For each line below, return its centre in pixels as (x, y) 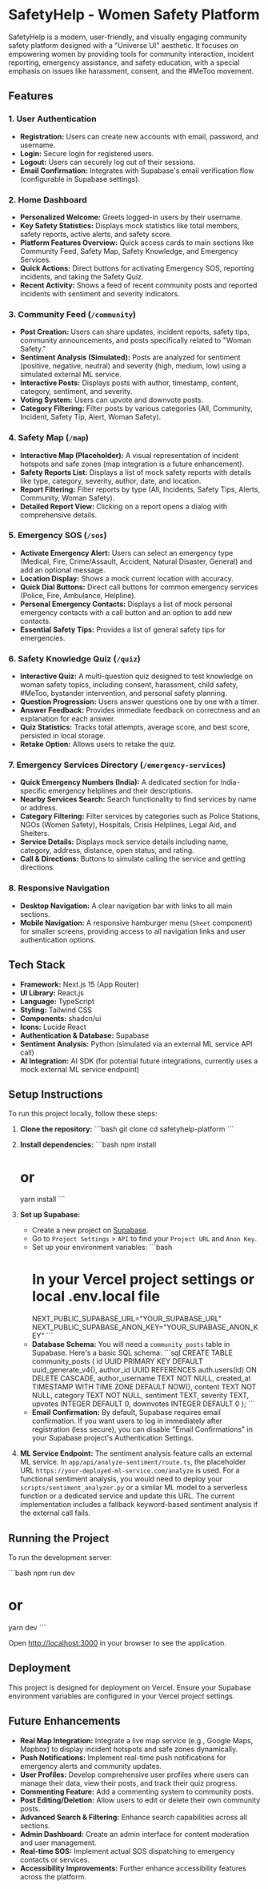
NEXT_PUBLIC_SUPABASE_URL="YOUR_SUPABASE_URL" (127, 1319)
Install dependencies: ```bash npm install (88, 1145)
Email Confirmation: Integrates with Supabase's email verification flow (137, 171)
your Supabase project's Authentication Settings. (113, 1438)
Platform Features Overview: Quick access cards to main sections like (137, 243)
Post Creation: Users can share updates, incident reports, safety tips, (135, 332)
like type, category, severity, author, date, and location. (110, 480)
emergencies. (42, 637)
